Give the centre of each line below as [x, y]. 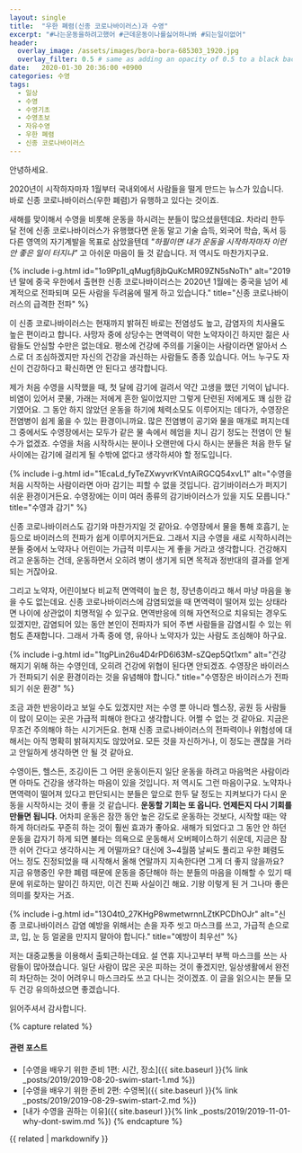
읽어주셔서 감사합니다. [48, 1008]
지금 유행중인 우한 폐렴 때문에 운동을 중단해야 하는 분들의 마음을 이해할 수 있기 [146, 872]
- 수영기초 [34, 110]
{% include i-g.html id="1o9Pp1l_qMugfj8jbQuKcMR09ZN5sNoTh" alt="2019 [150, 271]
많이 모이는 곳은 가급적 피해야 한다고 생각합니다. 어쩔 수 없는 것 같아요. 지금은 [154, 718]
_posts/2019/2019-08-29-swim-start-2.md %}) [109, 1100]
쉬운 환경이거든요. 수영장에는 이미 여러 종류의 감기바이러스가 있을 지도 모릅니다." [150, 496]
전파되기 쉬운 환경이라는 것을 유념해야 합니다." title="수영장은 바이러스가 [145, 677]
